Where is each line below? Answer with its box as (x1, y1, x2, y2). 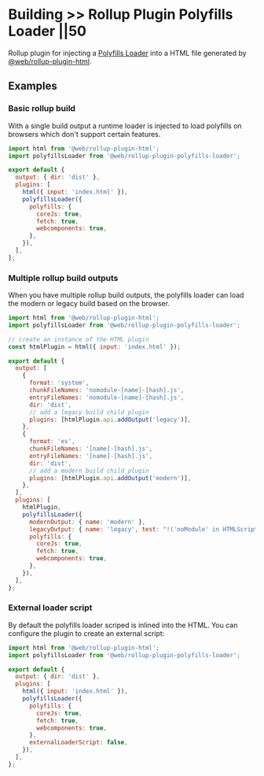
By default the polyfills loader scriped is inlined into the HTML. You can (8, 620, 238, 630)
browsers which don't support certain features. (8, 129, 161, 139)
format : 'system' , (28, 379, 90, 387)
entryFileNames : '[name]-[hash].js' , (28, 452, 153, 460)
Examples (8, 79, 57, 93)
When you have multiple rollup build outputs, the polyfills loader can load (8, 290, 244, 300)
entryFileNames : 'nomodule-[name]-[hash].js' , (28, 394, 185, 401)
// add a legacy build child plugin (28, 408, 149, 416)
